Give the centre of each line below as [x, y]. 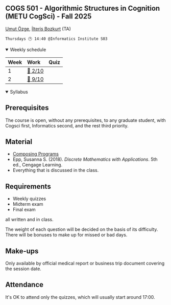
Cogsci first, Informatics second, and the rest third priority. [67, 125]
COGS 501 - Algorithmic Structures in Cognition [83, 8]
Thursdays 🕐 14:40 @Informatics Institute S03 [56, 39]
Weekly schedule [28, 49]
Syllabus [19, 92]
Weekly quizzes [29, 199]
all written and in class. [29, 220]
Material [19, 142]
